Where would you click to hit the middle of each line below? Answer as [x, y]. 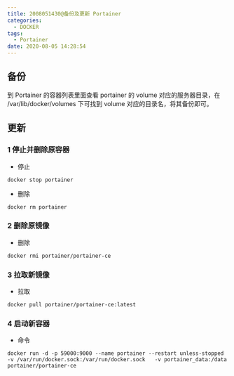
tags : [15, 33]
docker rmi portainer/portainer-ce [59, 256]
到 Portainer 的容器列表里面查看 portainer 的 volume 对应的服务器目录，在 [114, 95]
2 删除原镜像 [28, 226]
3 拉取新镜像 [29, 275]
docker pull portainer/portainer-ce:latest [72, 305]
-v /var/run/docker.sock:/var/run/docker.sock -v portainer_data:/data [117, 360]
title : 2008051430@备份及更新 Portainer [64, 14]
